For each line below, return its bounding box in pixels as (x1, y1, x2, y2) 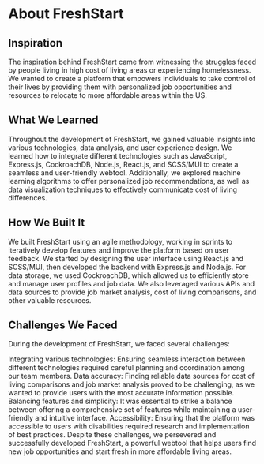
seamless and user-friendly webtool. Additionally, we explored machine (8, 167, 241, 178)
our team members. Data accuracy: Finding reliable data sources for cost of (8, 372, 255, 381)
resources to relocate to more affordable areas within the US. (8, 91, 207, 99)
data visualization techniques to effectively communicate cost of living (8, 185, 238, 194)
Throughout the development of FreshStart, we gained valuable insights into (8, 134, 256, 144)
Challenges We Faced (8, 319, 118, 332)
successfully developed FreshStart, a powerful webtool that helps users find (8, 439, 257, 448)
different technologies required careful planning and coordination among (8, 363, 245, 372)
